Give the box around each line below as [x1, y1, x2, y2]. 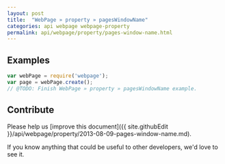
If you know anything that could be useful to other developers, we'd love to [7, 143, 219, 151]
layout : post [7, 10, 44, 17]
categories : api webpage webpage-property [7, 23, 130, 29]
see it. [7, 150, 25, 158]
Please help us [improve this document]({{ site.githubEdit [7, 122, 169, 131]
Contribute [7, 104, 55, 116]
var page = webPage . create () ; [7, 79, 94, 85]
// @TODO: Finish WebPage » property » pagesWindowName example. [7, 85, 197, 92]
